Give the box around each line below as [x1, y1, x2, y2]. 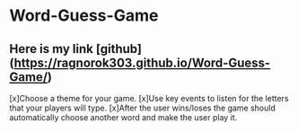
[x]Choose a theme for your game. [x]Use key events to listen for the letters [9, 93, 289, 103]
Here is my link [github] [9, 41, 142, 57]
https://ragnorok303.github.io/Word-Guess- [13, 55, 271, 70]
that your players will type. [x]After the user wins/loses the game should [9, 102, 276, 113]
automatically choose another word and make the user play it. [9, 112, 238, 122]
